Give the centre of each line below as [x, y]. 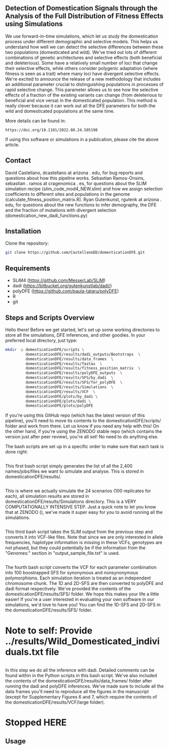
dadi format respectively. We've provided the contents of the [68, 589]
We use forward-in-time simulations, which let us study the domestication [82, 36]
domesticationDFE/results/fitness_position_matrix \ [83, 368]
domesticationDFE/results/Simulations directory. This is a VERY [71, 502]
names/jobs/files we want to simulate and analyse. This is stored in [75, 471]
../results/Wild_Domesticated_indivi [82, 641]
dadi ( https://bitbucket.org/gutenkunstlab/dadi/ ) [62, 286]
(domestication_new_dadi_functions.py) [47, 215]
